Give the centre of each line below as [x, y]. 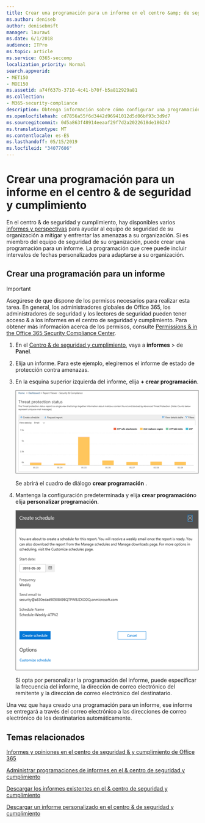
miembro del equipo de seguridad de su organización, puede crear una [96, 242]
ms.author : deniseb [31, 19]
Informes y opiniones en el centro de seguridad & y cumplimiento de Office [101, 752]
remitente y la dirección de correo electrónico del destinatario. [94, 693]
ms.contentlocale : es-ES [38, 135]
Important [19, 289]
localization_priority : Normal [46, 64]
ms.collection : [26, 97]
